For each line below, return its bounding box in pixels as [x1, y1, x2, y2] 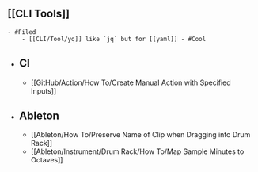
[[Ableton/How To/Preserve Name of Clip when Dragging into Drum [30, 130, 251, 140]
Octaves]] [30, 155, 63, 165]
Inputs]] [30, 86, 57, 95]
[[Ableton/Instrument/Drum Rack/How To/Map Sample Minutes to [30, 147, 245, 156]
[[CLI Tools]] [7, 7, 70, 21]
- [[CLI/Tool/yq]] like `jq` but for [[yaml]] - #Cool [21, 35, 207, 43]
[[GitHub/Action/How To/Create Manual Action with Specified [30, 78, 231, 87]
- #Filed [7, 28, 36, 36]
